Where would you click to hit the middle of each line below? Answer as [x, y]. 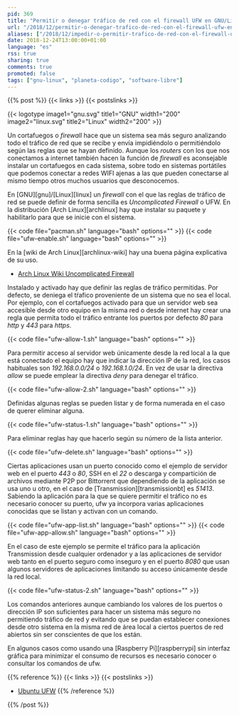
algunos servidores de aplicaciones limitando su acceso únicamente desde [117, 569]
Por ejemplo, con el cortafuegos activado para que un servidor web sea [113, 302]
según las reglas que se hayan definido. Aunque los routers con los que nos [118, 151]
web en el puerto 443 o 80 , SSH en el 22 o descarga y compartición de [112, 473]
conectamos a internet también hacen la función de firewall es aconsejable [117, 158]
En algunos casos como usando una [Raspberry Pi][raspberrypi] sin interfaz [119, 648]
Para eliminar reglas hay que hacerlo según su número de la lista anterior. [115, 438]
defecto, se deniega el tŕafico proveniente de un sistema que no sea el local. [119, 295]
